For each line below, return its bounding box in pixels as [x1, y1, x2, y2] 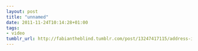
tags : [6, 25, 19, 31]
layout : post [6, 8, 38, 15]
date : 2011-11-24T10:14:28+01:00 [6, 19, 88, 25]
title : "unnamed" [6, 14, 49, 20]
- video [6, 30, 25, 36]
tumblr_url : [6, 36, 35, 42]
